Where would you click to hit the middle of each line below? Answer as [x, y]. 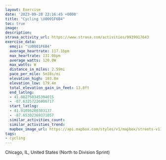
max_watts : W [23, 65]
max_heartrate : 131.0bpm [35, 56]
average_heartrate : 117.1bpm [40, 51]
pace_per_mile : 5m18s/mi [35, 74]
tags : [11, 134]
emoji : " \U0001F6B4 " [31, 46]
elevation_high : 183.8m [34, 79]
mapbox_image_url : [29, 129]
